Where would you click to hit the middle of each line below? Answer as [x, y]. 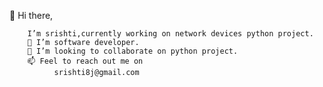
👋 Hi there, [31, 15]
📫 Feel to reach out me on [85, 61]
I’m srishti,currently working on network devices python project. [170, 34]
